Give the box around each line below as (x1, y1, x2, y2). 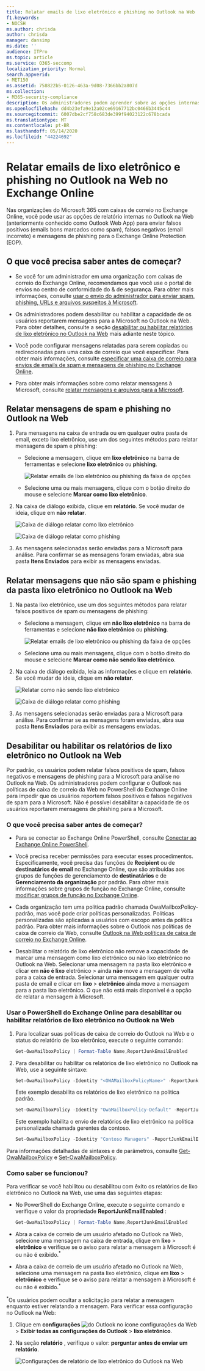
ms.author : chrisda (6, 26, 56, 32)
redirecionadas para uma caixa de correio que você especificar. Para (15, 348, 189, 355)
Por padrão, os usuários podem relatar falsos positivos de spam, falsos (6, 766, 185, 774)
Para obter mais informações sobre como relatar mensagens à (15, 379, 173, 387)
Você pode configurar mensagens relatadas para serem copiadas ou (15, 341, 188, 349)
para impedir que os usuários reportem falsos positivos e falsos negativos (6, 792, 192, 800)
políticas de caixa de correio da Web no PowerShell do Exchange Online (6, 786, 188, 793)
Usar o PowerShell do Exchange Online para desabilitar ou (6, 1008, 182, 1017)
